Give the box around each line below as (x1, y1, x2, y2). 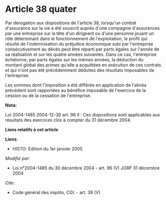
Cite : (5, 180, 15, 186)
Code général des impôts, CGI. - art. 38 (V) (12, 189, 101, 195)
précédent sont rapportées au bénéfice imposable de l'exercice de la (5, 87, 146, 93)
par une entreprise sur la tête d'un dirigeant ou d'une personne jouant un (5, 30, 154, 36)
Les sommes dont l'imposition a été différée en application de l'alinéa (5, 82, 147, 88)
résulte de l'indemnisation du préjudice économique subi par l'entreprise (5, 41, 154, 47)
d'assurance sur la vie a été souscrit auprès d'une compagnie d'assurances (5, 25, 160, 31)
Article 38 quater (5, 3, 77, 15)
